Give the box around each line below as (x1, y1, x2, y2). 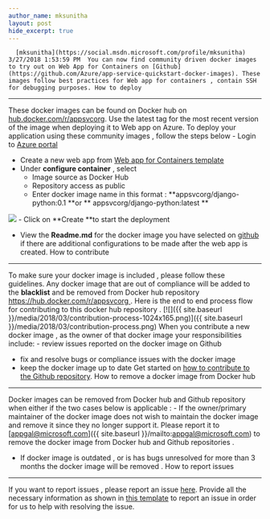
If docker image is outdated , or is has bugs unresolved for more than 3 (19, 453, 256, 463)
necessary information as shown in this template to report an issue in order (8, 493, 257, 503)
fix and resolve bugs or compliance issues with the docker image (19, 355, 235, 365)
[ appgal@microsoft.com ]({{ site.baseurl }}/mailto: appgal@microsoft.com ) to (8, 429, 261, 439)
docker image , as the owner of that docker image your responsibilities (8, 331, 243, 340)
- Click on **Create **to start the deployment (18, 215, 170, 224)
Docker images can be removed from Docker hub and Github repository (8, 395, 246, 405)
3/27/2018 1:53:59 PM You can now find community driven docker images (8, 56, 257, 64)
